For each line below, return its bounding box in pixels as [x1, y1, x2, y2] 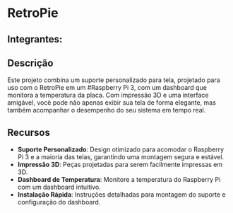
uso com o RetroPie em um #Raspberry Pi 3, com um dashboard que [7, 84, 207, 92]
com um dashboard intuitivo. [17, 183, 101, 192]
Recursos [7, 126, 51, 139]
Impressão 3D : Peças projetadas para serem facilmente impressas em [17, 161, 223, 169]
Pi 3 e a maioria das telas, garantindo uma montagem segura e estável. [17, 153, 225, 161]
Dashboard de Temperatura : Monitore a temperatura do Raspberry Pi [17, 175, 221, 184]
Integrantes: [7, 33, 63, 45]
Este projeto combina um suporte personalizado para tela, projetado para [7, 76, 220, 84]
